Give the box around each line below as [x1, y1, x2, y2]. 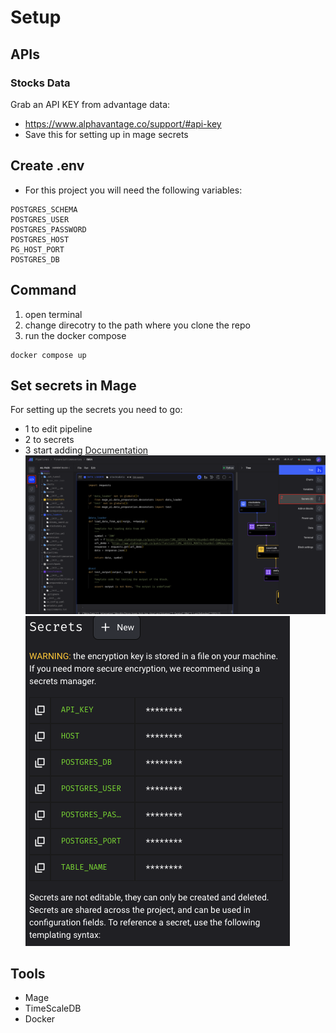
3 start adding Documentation [24, 444, 149, 456]
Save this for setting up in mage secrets [24, 128, 189, 140]
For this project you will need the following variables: [24, 184, 243, 196]
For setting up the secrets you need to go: [10, 404, 183, 416]
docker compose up [10, 350, 87, 360]
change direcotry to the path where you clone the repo [24, 319, 251, 331]
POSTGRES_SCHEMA [10, 204, 78, 215]
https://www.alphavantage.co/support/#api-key [24, 117, 222, 130]
